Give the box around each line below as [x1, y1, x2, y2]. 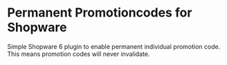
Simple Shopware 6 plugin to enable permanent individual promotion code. [7, 42, 221, 50]
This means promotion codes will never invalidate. [7, 50, 150, 58]
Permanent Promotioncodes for [7, 5, 192, 21]
